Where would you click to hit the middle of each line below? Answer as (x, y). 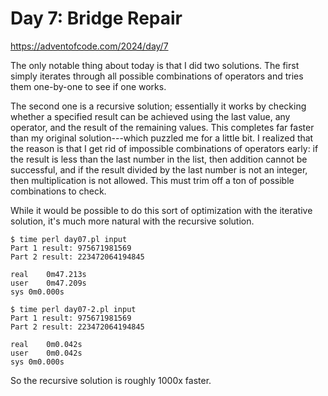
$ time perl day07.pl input (69, 239)
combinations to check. (58, 191)
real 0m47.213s (48, 274)
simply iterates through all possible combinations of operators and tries (157, 76)
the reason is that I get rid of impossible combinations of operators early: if (164, 148)
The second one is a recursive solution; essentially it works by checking (158, 106)
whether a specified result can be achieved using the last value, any (150, 116)
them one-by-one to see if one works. (88, 86)
